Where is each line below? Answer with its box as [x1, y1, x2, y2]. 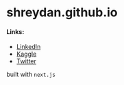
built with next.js [6, 70, 56, 79]
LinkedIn [16, 43, 41, 51]
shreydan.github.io [6, 5, 118, 20]
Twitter [16, 57, 37, 65]
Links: [6, 27, 25, 35]
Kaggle [16, 50, 37, 58]
